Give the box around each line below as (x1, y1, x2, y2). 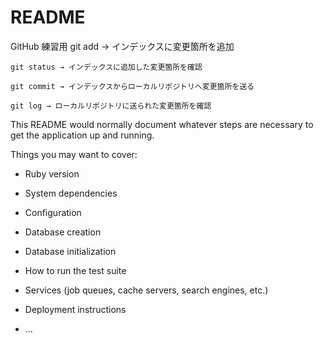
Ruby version (24, 167, 80, 180)
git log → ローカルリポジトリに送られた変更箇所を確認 (10, 101, 212, 111)
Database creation (24, 226, 102, 238)
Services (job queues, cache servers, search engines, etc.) (24, 284, 269, 296)
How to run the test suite (24, 264, 127, 276)
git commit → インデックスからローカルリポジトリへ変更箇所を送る (10, 81, 255, 91)
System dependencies (24, 187, 118, 199)
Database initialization (24, 245, 117, 257)
